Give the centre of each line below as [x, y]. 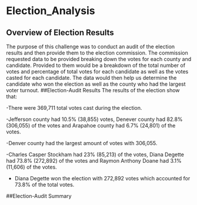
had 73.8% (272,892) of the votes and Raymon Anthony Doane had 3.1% [94, 161]
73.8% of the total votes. [44, 184]
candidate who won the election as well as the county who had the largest [96, 84]
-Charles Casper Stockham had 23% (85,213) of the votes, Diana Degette [95, 154]
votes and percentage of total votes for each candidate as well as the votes [97, 71]
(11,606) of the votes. [31, 167]
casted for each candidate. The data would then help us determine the [91, 78]
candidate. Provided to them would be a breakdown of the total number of [96, 65]
